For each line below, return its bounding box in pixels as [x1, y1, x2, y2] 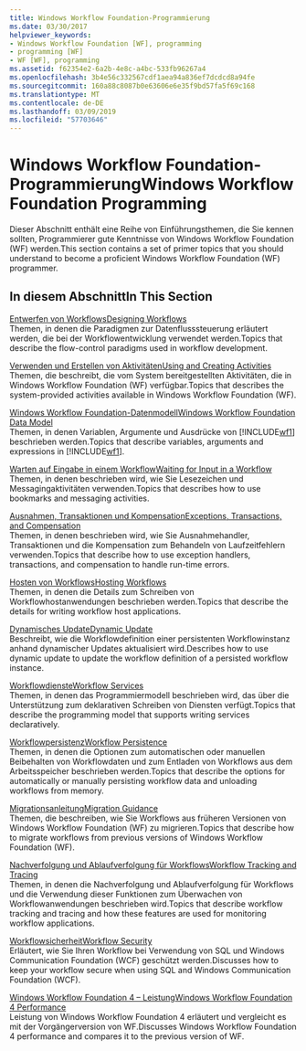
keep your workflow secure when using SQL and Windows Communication [9, 964, 291, 975]
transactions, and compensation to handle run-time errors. [9, 558, 230, 569]
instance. [9, 662, 45, 673]
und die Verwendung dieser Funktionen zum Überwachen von [9, 888, 243, 899]
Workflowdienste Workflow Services [9, 680, 144, 691]
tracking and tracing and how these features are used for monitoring [9, 908, 267, 918]
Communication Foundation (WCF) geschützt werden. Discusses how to [9, 954, 279, 965]
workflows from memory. [9, 785, 104, 796]
